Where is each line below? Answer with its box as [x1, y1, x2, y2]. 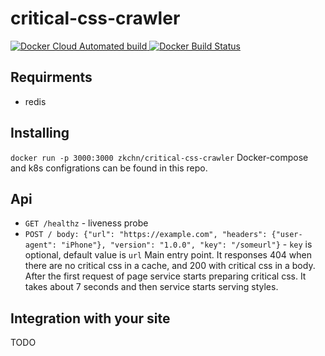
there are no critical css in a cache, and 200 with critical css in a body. [24, 260, 316, 272]
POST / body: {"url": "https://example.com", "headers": [24, 230, 268, 240]
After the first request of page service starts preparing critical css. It [24, 270, 307, 282]
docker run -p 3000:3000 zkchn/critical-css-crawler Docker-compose [10, 151, 309, 163]
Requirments [10, 69, 93, 86]
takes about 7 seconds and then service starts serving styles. [24, 281, 279, 293]
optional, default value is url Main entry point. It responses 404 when [24, 249, 312, 261]
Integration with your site [10, 310, 171, 327]
